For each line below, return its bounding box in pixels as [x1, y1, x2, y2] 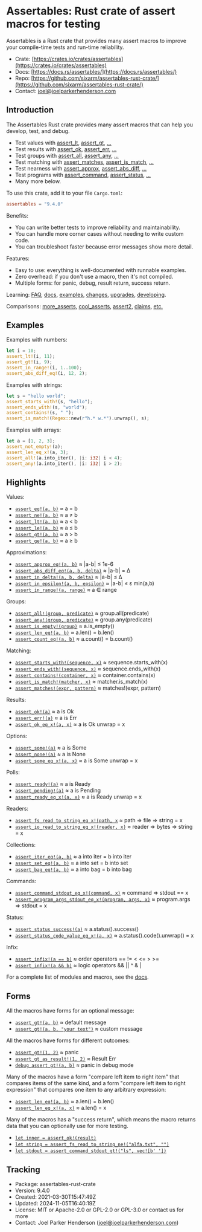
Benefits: [6, 212, 29, 219]
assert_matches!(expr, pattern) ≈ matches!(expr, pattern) [14, 684, 162, 692]
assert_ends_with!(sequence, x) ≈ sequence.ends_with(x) [14, 665, 161, 672]
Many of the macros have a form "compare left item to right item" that [6, 1073, 180, 1080]
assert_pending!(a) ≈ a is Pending [14, 787, 101, 794]
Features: [6, 255, 30, 262]
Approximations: [6, 549, 47, 556]
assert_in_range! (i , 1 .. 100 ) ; [6, 365, 83, 371]
